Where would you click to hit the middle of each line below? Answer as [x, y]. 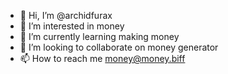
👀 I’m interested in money [72, 26]
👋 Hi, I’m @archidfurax [66, 15]
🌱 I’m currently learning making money [99, 36]
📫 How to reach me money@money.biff [102, 58]
